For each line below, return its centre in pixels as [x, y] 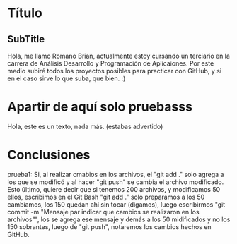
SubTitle [26, 39]
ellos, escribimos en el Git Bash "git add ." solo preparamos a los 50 [106, 197]
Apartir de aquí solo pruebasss [100, 107]
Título [25, 13]
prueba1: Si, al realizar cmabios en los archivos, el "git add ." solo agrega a [116, 174]
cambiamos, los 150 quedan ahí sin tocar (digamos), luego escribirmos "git [116, 204]
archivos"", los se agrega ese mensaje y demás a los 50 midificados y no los [119, 219]
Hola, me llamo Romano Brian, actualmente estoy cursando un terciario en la [118, 56]
